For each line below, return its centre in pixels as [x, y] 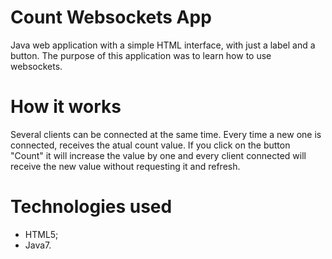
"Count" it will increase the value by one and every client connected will [158, 155]
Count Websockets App [111, 17]
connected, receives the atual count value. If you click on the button [150, 145]
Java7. [38, 245]
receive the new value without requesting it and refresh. [125, 166]
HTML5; [41, 234]
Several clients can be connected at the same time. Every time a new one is [166, 134]
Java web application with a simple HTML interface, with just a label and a [163, 45]
